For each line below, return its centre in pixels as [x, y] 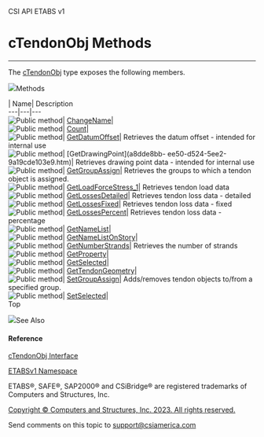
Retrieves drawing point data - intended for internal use [165, 162]
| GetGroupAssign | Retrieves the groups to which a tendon [157, 170]
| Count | [75, 128]
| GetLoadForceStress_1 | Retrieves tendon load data [146, 187]
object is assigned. [38, 178]
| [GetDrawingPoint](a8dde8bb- [114, 153]
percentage [27, 220]
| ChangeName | [88, 120]
